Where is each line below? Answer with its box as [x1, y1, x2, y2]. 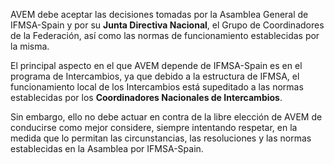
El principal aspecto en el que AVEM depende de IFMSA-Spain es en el [10, 60, 303, 71]
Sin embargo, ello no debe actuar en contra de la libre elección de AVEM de [10, 111, 323, 123]
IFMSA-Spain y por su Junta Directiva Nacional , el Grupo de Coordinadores [10, 19, 325, 31]
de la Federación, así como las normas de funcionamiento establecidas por [10, 30, 320, 41]
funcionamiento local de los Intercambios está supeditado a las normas [10, 81, 304, 93]
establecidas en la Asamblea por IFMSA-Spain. [10, 143, 204, 154]
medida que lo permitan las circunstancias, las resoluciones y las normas [10, 132, 312, 144]
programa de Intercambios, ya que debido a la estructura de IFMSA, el [10, 70, 300, 82]
